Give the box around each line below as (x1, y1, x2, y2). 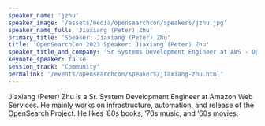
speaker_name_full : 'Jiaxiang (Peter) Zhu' (8, 26, 154, 34)
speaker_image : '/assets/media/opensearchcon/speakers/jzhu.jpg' (8, 19, 227, 27)
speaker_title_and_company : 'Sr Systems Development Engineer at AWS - (8, 48, 248, 56)
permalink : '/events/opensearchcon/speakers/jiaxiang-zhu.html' (8, 70, 224, 78)
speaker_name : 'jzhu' (8, 11, 80, 20)
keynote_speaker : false (8, 56, 87, 64)
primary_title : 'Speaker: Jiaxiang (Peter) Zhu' (8, 33, 171, 42)
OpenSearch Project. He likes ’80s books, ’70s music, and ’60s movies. (8, 108, 239, 118)
